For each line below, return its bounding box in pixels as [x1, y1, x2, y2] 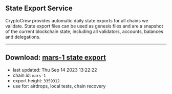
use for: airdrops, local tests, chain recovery [12, 83, 106, 89]
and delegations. [5, 34, 41, 40]
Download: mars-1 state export [5, 53, 106, 62]
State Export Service [5, 4, 73, 13]
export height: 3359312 [12, 77, 60, 83]
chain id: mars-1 [12, 72, 46, 78]
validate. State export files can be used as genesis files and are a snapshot [5, 23, 163, 29]
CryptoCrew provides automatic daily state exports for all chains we [5, 17, 148, 23]
